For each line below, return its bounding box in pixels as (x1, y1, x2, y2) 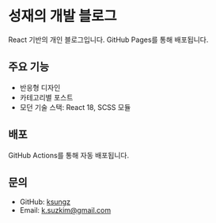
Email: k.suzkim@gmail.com (19, 206, 112, 215)
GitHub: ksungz (19, 197, 71, 206)
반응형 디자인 (19, 82, 61, 92)
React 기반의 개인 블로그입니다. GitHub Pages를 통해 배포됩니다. (8, 35, 209, 44)
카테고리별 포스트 (19, 93, 74, 102)
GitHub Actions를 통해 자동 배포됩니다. (8, 150, 129, 160)
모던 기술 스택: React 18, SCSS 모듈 (19, 102, 131, 111)
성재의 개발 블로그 (8, 7, 117, 25)
